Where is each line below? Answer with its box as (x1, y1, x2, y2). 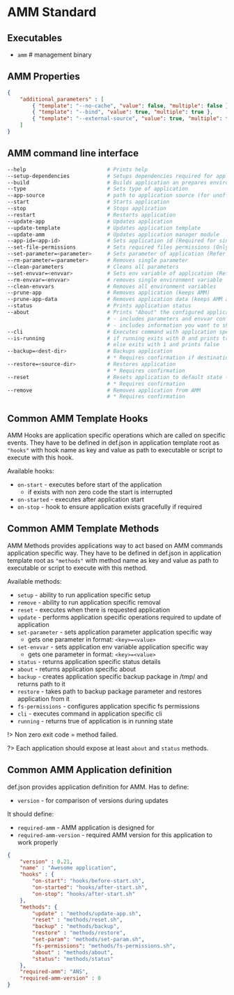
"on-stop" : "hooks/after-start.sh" (32, 890, 136, 897)
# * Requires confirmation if (107, 354, 195, 362)
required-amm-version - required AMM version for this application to (17, 830, 212, 839)
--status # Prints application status (7, 302, 192, 309)
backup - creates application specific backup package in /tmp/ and (17, 672, 208, 681)
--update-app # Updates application (7, 218, 173, 225)
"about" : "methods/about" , (32, 949, 114, 956)
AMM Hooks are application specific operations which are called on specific (7, 431, 226, 440)
